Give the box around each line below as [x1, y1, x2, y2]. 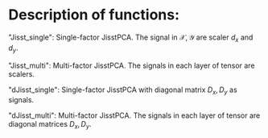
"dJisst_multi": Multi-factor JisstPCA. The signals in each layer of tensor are [8, 111, 261, 120]
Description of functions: [8, 6, 179, 24]
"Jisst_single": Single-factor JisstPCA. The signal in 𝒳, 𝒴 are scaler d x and [8, 32, 254, 44]
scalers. [8, 69, 35, 78]
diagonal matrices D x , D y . [8, 119, 92, 131]
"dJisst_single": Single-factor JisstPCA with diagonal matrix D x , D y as [8, 85, 237, 96]
